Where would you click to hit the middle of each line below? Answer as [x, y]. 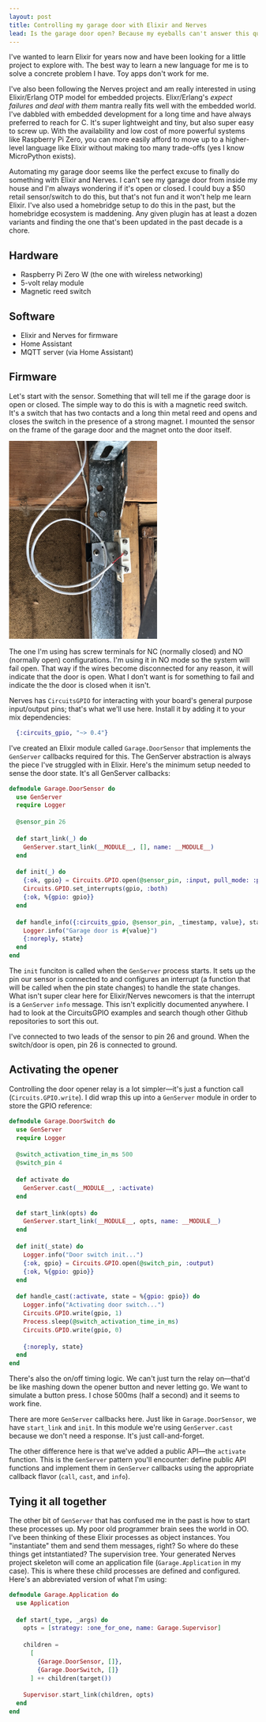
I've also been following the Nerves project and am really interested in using [132, 89]
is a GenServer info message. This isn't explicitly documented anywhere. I [129, 1005]
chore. [19, 230]
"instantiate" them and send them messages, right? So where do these [124, 1545]
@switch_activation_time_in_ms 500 [75, 1155]
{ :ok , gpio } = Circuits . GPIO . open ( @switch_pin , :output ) [119, 1263]
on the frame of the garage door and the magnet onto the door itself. [120, 430]
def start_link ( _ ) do [52, 838]
